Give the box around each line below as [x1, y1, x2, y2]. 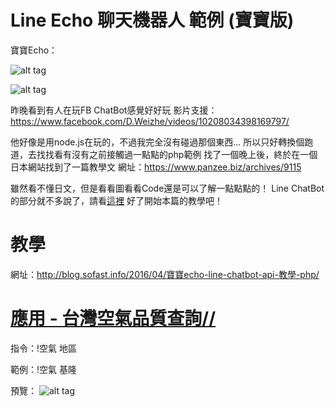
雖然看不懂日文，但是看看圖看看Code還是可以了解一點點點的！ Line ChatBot [10, 182, 325, 194]
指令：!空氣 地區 [10, 342, 77, 354]
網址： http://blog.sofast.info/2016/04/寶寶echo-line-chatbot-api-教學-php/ [10, 268, 320, 280]
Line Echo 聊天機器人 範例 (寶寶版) [10, 9, 295, 32]
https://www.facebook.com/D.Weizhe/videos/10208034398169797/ [10, 115, 290, 127]
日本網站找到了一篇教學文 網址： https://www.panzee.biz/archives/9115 [10, 161, 302, 173]
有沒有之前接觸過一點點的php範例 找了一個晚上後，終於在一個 [62, 148, 318, 160]
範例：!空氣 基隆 [10, 363, 77, 375]
